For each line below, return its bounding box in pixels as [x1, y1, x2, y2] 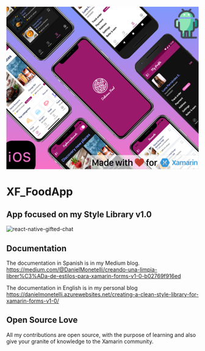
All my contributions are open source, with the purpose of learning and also [6, 331, 196, 338]
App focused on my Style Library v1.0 [6, 209, 152, 220]
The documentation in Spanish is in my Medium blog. [6, 259, 140, 267]
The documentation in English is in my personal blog [6, 284, 138, 292]
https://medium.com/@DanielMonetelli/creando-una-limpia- [6, 266, 157, 273]
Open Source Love [6, 315, 78, 325]
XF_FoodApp [6, 185, 73, 199]
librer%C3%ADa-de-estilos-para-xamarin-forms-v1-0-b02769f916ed [6, 273, 181, 280]
